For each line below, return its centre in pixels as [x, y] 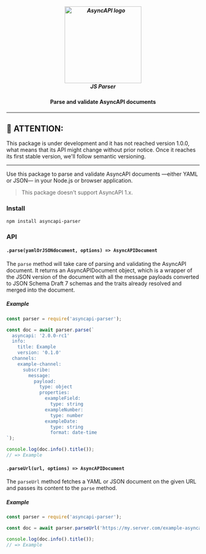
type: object [55, 387]
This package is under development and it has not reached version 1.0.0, [98, 143]
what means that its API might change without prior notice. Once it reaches [101, 150]
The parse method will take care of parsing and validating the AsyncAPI [97, 263]
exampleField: [63, 399]
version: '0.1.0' [40, 353]
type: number [67, 415]
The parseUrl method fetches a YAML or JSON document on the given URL [101, 482]
